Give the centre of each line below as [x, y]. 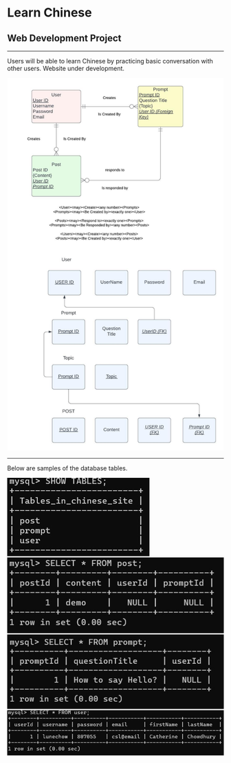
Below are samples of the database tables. [67, 468]
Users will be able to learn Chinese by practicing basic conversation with [110, 61]
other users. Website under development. [66, 68]
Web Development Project [64, 38]
